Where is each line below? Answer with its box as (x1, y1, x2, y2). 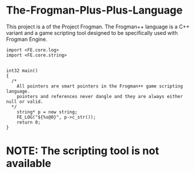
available (6, 157, 51, 170)
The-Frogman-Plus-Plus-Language (6, 4, 183, 17)
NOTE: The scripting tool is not (6, 144, 159, 158)
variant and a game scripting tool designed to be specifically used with (6, 29, 178, 36)
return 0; (16, 119, 41, 125)
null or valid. (6, 99, 44, 105)
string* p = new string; (16, 109, 78, 115)
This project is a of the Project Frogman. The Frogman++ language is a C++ (6, 23, 190, 30)
